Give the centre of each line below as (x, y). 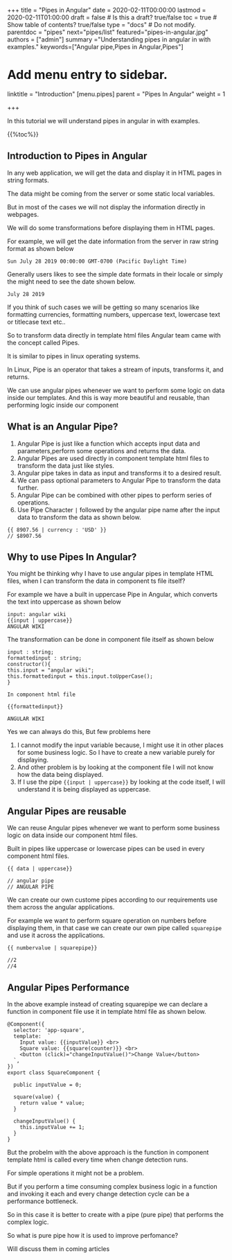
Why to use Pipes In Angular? (72, 557)
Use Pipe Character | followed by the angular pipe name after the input (118, 509)
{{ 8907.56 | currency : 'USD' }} (57, 530)
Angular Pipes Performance (68, 987)
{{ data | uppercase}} (40, 869)
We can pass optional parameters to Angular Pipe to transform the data (119, 480)
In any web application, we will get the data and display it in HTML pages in (115, 173)
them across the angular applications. (61, 907)
